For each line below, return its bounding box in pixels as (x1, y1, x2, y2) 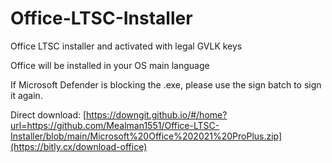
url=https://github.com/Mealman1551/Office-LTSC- (10, 119, 220, 131)
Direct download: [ (10, 108, 87, 121)
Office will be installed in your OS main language (10, 59, 210, 71)
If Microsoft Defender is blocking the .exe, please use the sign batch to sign (10, 78, 322, 91)
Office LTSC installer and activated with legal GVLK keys (10, 40, 243, 52)
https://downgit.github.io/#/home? (86, 108, 228, 121)
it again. (10, 89, 43, 101)
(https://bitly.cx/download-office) (10, 140, 148, 152)
